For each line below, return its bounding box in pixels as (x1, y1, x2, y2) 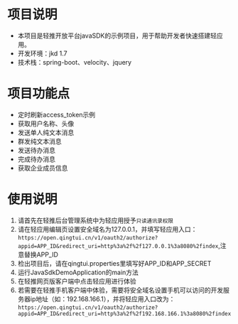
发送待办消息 (17, 146, 55, 154)
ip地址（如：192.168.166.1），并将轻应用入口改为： (30, 294, 175, 303)
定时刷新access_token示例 (17, 110, 96, 119)
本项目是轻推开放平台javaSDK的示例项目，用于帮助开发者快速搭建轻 (17, 31, 217, 40)
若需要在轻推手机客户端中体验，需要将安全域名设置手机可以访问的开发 (17, 286, 224, 294)
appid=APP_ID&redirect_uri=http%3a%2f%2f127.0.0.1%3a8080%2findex (17, 242, 219, 249)
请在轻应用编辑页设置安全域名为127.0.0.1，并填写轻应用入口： (17, 225, 198, 233)
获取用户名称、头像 (17, 119, 75, 128)
